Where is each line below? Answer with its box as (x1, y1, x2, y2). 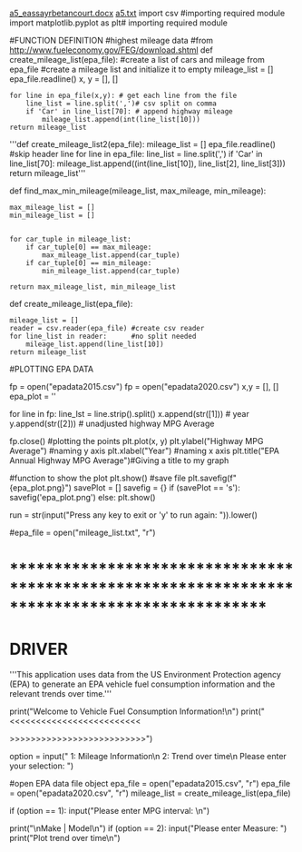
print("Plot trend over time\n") (9, 833, 121, 844)
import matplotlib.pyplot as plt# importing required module (9, 17, 229, 28)
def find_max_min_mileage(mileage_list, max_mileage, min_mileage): (9, 185, 267, 196)
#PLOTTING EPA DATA (9, 363, 93, 374)
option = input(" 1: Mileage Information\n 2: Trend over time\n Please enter (9, 751, 287, 762)
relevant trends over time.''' (9, 689, 112, 699)
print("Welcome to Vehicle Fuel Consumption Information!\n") (9, 706, 239, 717)
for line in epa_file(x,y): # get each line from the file (9, 91, 238, 100)
